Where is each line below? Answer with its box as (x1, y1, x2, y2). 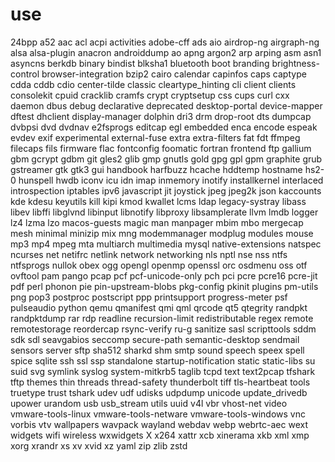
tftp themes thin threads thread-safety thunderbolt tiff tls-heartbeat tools (10, 376, 311, 388)
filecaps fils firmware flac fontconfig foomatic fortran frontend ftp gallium (10, 142, 312, 154)
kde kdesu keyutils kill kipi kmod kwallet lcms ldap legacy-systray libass (10, 195, 307, 207)
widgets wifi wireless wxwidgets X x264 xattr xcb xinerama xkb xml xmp (10, 429, 310, 441)
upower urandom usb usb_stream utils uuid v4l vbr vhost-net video (10, 397, 288, 409)
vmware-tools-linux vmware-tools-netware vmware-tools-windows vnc (10, 408, 306, 420)
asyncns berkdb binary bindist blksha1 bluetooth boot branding (10, 57, 270, 69)
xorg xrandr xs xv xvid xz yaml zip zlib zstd (10, 439, 188, 452)
